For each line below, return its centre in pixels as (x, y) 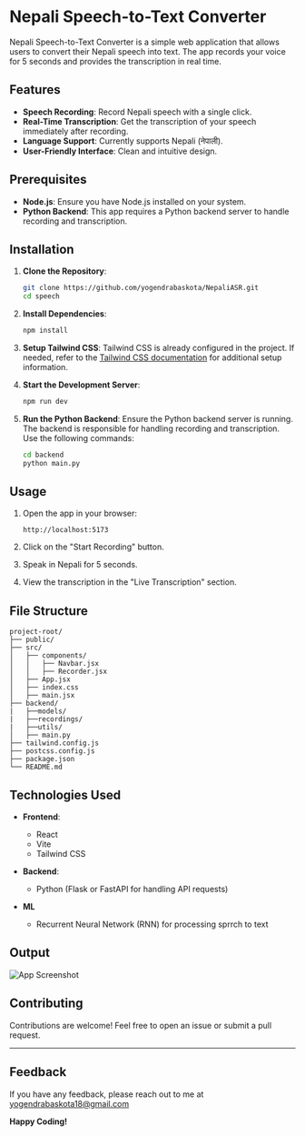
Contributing (46, 1004)
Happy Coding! (39, 1121)
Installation (42, 249)
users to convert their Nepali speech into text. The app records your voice (148, 51)
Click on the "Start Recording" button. (93, 547)
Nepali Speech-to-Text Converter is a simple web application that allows (144, 42)
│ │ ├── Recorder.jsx (58, 672)
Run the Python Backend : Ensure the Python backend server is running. (157, 418)
